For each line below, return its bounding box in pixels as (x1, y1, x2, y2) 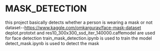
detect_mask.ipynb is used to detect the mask (5, 40, 99, 46)
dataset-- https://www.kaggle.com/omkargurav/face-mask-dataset (5, 24, 142, 30)
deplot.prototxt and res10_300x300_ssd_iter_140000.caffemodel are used (5, 30, 156, 36)
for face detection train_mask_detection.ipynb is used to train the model (5, 35, 153, 41)
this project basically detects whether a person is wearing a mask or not (5, 19, 153, 25)
